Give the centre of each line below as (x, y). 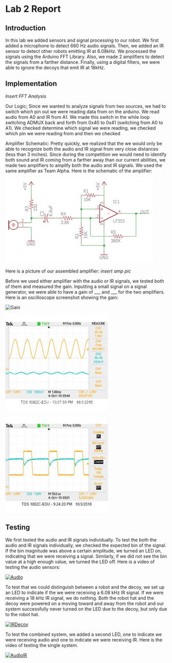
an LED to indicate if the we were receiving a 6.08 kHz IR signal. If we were (84, 593)
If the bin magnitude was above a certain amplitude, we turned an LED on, (84, 550)
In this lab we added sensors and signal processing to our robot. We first (82, 40)
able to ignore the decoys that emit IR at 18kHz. (55, 68)
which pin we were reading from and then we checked (63, 133)
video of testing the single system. (42, 645)
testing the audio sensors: (33, 567)
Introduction (26, 28)
